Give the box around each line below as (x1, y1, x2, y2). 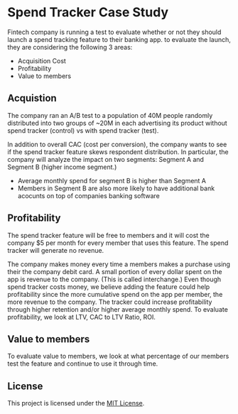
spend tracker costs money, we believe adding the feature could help (7, 282, 210, 291)
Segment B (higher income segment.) (7, 163, 117, 171)
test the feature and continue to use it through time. (7, 359, 158, 368)
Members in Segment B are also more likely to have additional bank (17, 184, 215, 192)
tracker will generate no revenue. (7, 246, 104, 254)
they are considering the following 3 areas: (7, 43, 133, 51)
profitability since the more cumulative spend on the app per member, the (7, 290, 223, 298)
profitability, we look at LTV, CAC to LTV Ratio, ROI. (7, 312, 156, 321)
